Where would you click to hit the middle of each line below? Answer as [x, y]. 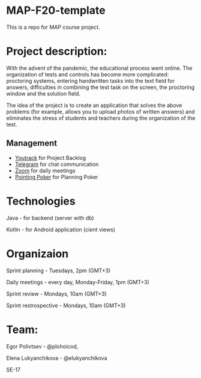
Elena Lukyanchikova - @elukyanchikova [57, 358]
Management [32, 143]
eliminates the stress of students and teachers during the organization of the [101, 118]
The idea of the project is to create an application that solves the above [94, 105]
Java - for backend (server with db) [50, 218]
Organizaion [37, 254]
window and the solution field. [43, 93]
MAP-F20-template [56, 11]
